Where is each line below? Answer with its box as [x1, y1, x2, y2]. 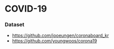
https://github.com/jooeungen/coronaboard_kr [12, 32, 109, 38]
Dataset [5, 21, 25, 28]
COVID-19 [5, 3, 47, 15]
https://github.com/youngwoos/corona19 [12, 38, 97, 44]
